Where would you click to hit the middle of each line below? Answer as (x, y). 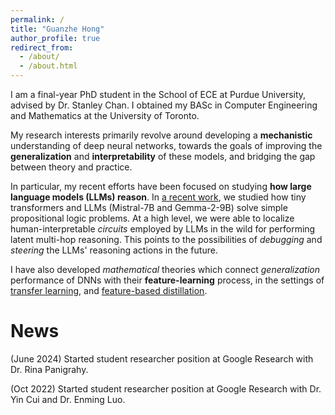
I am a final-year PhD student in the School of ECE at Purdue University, (158, 94)
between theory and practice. (71, 167)
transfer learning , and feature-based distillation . (109, 290)
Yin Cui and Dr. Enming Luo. (68, 399)
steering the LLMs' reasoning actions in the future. (114, 250)
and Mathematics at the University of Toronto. (105, 115)
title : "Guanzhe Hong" (57, 29)
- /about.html (48, 66)
